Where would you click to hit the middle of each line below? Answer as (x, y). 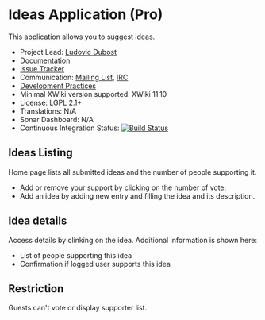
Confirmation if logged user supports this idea (95, 264)
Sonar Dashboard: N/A (56, 119)
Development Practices (58, 86)
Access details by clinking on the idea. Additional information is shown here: (133, 240)
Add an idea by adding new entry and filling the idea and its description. (137, 195)
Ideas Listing (40, 153)
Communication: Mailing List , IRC (74, 77)
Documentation (45, 60)
